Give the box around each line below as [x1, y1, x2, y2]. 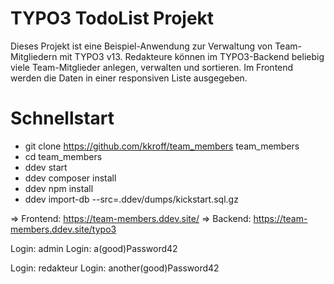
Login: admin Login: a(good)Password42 [10, 242, 178, 254]
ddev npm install [24, 182, 94, 194]
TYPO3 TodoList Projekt [10, 7, 215, 30]
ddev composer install [24, 172, 117, 184]
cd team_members [24, 150, 103, 162]
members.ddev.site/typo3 [10, 223, 117, 235]
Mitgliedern [10, 50, 58, 62]
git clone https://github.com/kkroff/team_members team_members [24, 140, 300, 152]
